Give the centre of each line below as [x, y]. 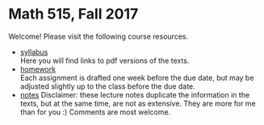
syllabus [34, 52]
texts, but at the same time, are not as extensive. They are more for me [138, 103]
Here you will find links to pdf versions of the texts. [105, 60]
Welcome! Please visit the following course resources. [98, 36]
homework [38, 69]
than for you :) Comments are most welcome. [95, 112]
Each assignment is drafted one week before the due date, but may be [137, 77]
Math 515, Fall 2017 [73, 14]
